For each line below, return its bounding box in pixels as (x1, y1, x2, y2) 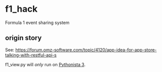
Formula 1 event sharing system (5, 20, 70, 25)
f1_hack (5, 3, 38, 15)
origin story (5, 34, 42, 42)
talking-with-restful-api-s (5, 52, 57, 58)
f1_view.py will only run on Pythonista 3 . (5, 61, 85, 67)
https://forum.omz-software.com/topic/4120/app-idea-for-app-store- (15, 47, 157, 52)
